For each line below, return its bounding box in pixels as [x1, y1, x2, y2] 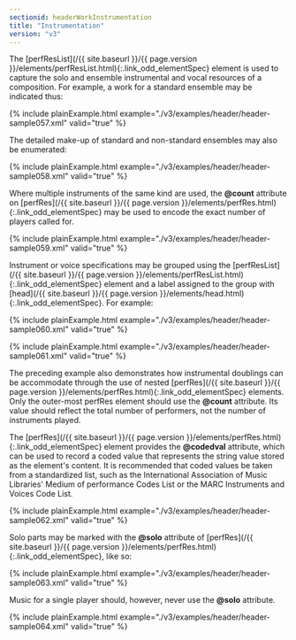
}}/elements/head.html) [159, 289, 245, 299]
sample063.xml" [9, 577, 69, 589]
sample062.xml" [9, 515, 69, 526]
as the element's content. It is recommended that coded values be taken [9, 460, 273, 471]
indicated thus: [9, 91, 64, 102]
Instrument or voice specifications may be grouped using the [9, 260, 231, 271]
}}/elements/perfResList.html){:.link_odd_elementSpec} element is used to [9, 63, 279, 73]
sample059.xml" [9, 243, 69, 253]
